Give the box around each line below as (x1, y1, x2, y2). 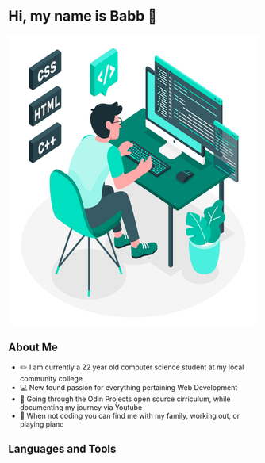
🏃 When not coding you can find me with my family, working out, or (19, 411, 240, 420)
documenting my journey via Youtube (19, 402, 143, 411)
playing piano (19, 419, 64, 429)
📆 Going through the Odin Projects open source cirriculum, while (19, 394, 231, 404)
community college (19, 373, 83, 383)
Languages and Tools (8, 442, 117, 456)
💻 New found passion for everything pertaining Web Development (19, 382, 238, 392)
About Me (8, 341, 58, 354)
